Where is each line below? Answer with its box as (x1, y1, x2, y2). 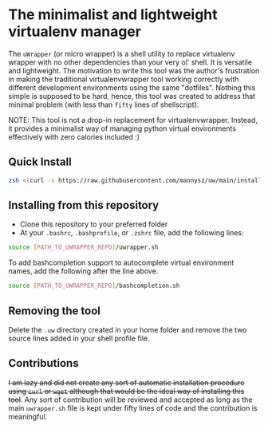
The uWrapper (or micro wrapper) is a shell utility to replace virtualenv (8, 49, 235, 58)
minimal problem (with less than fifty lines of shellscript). (8, 100, 199, 109)
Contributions (8, 356, 79, 370)
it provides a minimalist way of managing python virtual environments (8, 124, 237, 133)
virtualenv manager (8, 22, 142, 41)
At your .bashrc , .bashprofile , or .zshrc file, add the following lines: (19, 228, 245, 238)
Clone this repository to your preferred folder (19, 219, 168, 229)
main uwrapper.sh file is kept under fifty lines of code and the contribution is (8, 403, 258, 412)
